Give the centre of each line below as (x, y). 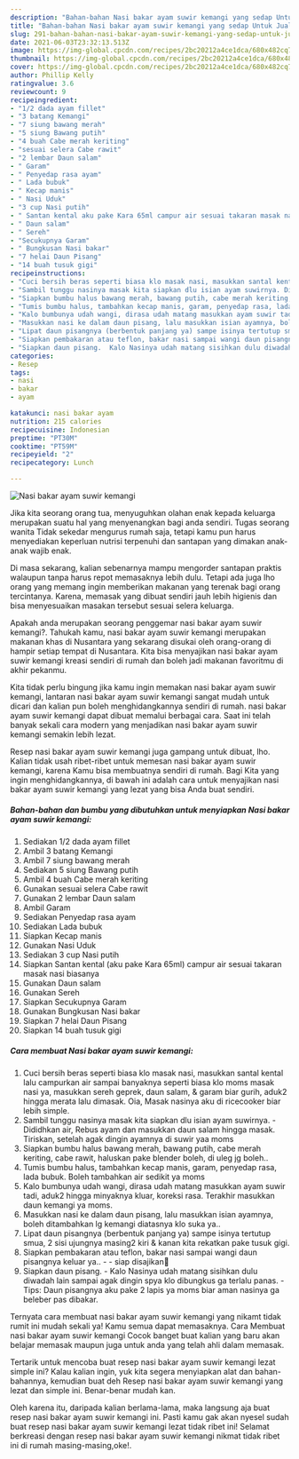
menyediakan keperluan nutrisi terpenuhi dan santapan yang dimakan (138, 541)
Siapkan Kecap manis (63, 936)
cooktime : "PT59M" (44, 446)
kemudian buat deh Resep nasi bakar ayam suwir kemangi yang (166, 1381)
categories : (32, 356)
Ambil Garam (47, 908)
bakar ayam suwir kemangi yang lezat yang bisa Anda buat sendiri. (133, 789)
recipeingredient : (44, 100)
